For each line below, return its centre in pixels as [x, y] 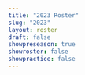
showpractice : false [42, 59]
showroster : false [38, 52]
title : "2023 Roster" [44, 15]
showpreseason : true [42, 45]
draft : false [30, 37]
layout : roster [33, 30]
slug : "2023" [30, 23]
